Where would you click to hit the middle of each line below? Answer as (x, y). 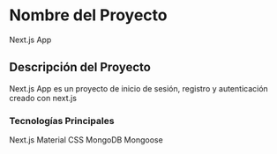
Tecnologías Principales (62, 121)
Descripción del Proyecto (80, 67)
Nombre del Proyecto (88, 15)
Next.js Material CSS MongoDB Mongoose (86, 140)
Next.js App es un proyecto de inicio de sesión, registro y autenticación (139, 88)
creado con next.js (43, 98)
